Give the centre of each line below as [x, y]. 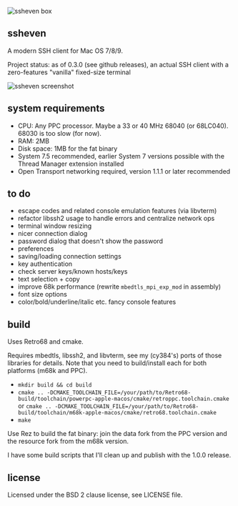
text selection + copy [49, 279]
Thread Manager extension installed [71, 164]
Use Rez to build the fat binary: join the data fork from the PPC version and [117, 434]
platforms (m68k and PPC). [48, 371]
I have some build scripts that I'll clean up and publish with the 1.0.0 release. [119, 455]
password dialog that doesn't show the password [90, 241]
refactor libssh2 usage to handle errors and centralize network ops [116, 219]
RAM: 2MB [34, 141]
